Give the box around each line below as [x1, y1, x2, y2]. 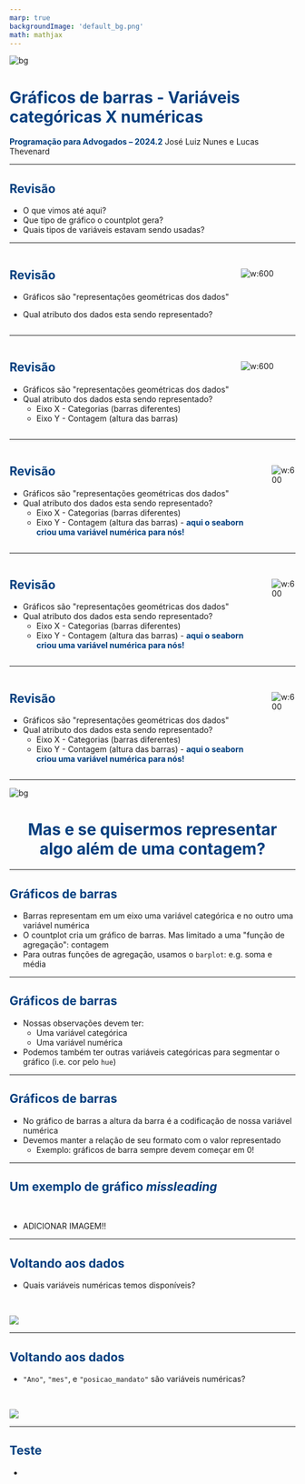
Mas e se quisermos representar [27, 819, 278, 840]
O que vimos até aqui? [22, 206, 107, 216]
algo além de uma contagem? [39, 838, 266, 859]
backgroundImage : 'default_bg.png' [9, 22, 144, 31]
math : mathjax [9, 30, 64, 39]
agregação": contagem [22, 938, 109, 950]
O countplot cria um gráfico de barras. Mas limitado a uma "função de [22, 929, 285, 940]
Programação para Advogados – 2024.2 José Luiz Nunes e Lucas [9, 136, 260, 147]
